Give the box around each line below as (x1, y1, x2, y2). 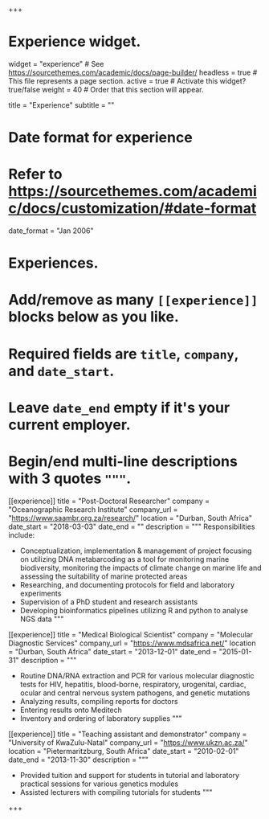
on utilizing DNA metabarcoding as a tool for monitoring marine (19, 554, 230, 563)
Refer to (8, 166, 63, 183)
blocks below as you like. (8, 308, 179, 326)
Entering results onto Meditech (19, 705, 123, 715)
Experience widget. (8, 33, 141, 51)
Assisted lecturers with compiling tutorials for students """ (19, 787, 213, 796)
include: (8, 530, 35, 539)
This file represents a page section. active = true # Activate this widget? (8, 76, 247, 85)
